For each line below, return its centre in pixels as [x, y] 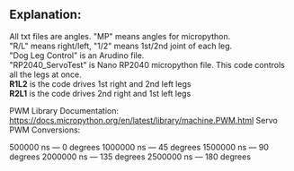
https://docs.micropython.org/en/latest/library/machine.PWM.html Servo [144, 120]
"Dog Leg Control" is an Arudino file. [77, 55]
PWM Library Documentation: [64, 110]
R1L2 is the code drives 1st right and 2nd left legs [100, 83]
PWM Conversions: [45, 130]
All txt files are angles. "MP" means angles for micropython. [120, 36]
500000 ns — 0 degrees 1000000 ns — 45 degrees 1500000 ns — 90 [139, 147]
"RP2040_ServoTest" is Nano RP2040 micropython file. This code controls [147, 64]
